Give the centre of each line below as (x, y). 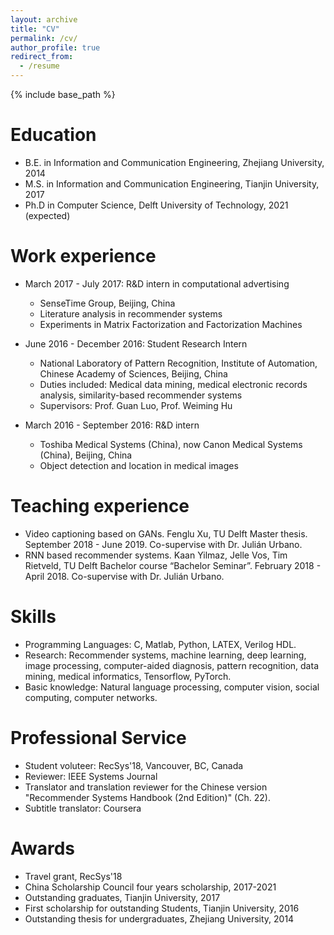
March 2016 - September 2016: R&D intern (112, 425)
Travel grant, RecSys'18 (73, 876)
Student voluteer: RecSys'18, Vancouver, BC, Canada (134, 765)
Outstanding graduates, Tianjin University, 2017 (122, 897)
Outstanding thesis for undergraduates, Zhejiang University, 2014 (159, 918)
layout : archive (44, 19)
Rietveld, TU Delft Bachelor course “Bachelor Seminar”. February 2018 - (173, 565)
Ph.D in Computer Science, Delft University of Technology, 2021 (156, 205)
